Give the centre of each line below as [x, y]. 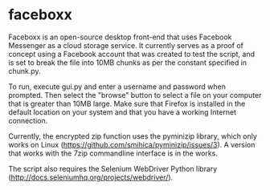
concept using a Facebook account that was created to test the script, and [132, 54]
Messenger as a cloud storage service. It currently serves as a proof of [126, 45]
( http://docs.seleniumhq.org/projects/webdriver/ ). [91, 177]
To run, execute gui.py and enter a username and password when [117, 87]
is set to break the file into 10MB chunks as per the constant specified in [128, 63]
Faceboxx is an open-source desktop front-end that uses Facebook [120, 37]
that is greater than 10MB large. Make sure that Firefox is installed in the [127, 103]
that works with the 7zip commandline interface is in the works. [113, 153]
